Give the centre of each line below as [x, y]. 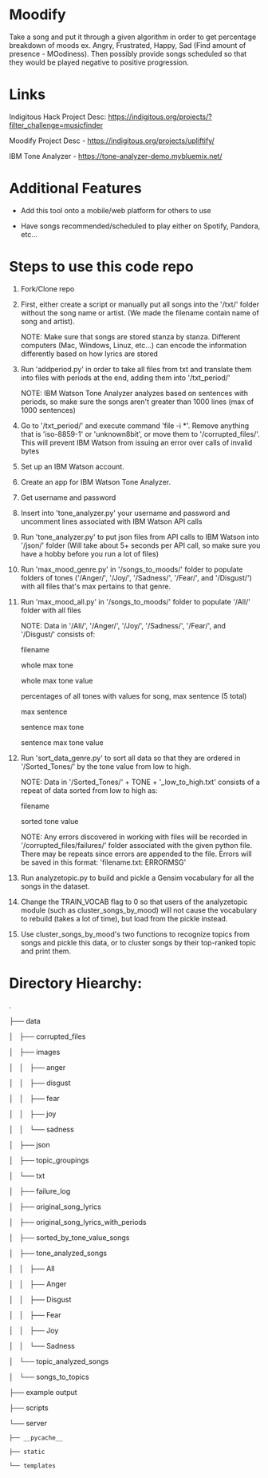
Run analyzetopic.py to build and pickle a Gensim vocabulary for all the [137, 878]
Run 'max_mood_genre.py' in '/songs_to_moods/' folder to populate [132, 569]
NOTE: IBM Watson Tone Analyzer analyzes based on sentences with [134, 393]
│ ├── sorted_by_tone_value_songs [69, 1237]
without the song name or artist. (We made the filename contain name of [140, 312]
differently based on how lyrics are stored [89, 354]
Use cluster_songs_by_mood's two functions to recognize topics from [135, 934]
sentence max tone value [62, 742]
